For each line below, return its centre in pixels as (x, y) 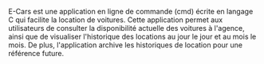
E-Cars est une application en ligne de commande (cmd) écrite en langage (131, 11)
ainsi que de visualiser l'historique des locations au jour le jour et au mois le (132, 36)
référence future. (36, 53)
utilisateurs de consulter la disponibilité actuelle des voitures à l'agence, (126, 28)
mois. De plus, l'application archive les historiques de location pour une (126, 45)
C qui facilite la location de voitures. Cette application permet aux (116, 20)
